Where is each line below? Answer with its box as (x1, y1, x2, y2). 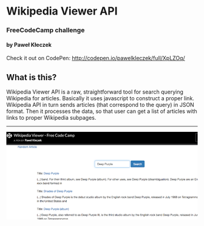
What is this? (6, 72, 57, 83)
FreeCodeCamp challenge (6, 26, 85, 35)
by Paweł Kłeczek (6, 41, 52, 48)
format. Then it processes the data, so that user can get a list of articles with (6, 108, 197, 115)
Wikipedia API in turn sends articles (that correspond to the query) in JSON (6, 101, 194, 109)
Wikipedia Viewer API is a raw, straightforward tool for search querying (6, 88, 183, 95)
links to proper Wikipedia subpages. (6, 114, 97, 122)
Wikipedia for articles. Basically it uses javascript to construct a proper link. (6, 95, 194, 102)
